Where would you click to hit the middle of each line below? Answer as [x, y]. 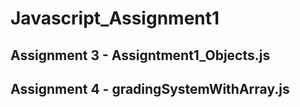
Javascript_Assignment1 [115, 18]
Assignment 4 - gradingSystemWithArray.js [150, 88]
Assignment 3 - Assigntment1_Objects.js [140, 55]
